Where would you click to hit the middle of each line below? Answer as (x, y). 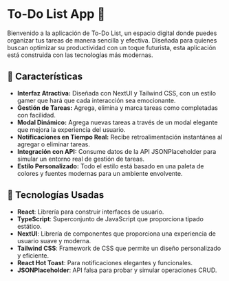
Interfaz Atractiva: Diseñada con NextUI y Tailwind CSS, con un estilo (117, 93)
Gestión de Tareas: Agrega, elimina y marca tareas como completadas (117, 108)
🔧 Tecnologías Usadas (56, 195)
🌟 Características (45, 77)
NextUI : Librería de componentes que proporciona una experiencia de (117, 234)
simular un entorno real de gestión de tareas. (81, 159)
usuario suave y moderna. (54, 240)
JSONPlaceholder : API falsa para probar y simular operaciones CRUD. (117, 270)
